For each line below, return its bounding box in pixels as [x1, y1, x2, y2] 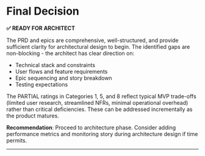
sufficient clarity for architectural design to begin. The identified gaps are [6, 43, 190, 50]
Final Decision [6, 4, 79, 18]
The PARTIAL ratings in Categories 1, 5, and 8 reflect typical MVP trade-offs [6, 93, 196, 100]
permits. [6, 136, 27, 144]
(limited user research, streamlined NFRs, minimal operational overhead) [6, 99, 189, 106]
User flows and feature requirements [15, 68, 108, 75]
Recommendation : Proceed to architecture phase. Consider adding [6, 124, 176, 131]
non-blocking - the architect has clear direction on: [6, 49, 135, 57]
